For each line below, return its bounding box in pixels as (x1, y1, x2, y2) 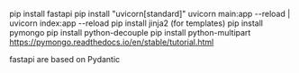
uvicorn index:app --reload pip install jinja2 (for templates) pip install (9, 18, 264, 28)
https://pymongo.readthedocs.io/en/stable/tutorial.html (9, 36, 214, 47)
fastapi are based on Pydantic (9, 54, 121, 64)
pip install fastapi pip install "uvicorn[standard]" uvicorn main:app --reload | (9, 9, 291, 19)
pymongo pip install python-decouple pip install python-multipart (9, 28, 251, 37)
